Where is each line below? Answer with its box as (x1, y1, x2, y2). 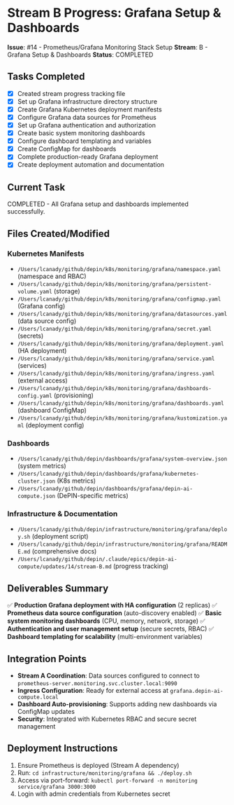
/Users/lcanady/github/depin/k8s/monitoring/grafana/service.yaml (17, 355, 215, 362)
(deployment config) (25, 420, 85, 429)
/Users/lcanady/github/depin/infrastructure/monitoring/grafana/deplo (17, 526, 228, 533)
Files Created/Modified (7, 228, 110, 240)
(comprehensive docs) (31, 547, 97, 556)
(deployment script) (31, 532, 89, 541)
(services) (17, 361, 47, 369)
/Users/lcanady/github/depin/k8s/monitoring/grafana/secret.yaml (17, 325, 212, 332)
